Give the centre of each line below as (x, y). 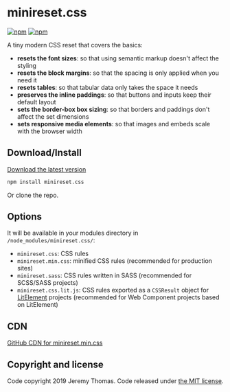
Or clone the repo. (33, 195)
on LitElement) (37, 305)
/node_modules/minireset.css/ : (51, 240)
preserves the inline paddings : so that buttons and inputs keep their (114, 95)
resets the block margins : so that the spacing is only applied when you (118, 73)
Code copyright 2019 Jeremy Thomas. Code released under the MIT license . (115, 381)
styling (26, 65)
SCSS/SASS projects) (48, 283)
